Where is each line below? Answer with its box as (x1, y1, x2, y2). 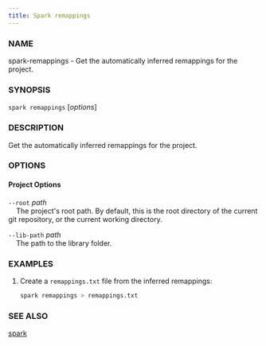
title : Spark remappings (8, 11, 91, 20)
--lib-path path (8, 230, 61, 239)
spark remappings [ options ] (8, 103, 97, 112)
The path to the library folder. (15, 238, 112, 247)
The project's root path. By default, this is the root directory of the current (15, 206, 258, 216)
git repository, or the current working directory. (8, 214, 163, 224)
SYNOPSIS (8, 84, 51, 95)
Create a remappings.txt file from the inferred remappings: (19, 276, 213, 286)
